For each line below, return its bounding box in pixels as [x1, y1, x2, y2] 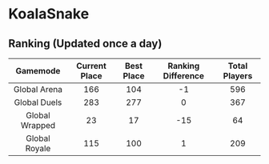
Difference [163, 70, 205, 81]
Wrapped [20, 120, 56, 130]
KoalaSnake [8, 5, 90, 23]
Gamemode [15, 66, 61, 76]
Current [75, 61, 106, 71]
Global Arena [13, 84, 62, 94]
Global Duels [14, 97, 62, 108]
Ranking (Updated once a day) [8, 37, 163, 50]
